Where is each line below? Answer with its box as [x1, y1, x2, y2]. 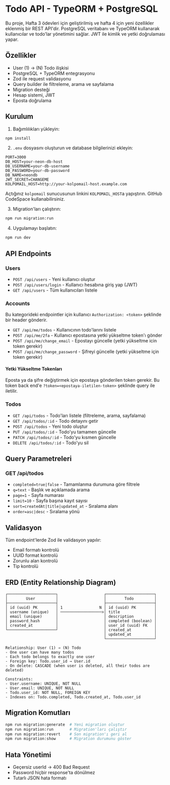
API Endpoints [5, 249, 52, 258]
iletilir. [5, 388, 18, 394]
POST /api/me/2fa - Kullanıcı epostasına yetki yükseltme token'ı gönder [12, 332, 163, 338]
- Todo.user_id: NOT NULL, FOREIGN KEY [5, 690, 91, 695]
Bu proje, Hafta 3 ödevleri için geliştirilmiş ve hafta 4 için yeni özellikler [5, 20, 154, 26]
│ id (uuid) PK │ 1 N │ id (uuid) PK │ [5, 605, 157, 610]
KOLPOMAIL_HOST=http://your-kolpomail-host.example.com [5, 182, 127, 187]
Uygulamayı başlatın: [12, 225, 57, 231]
